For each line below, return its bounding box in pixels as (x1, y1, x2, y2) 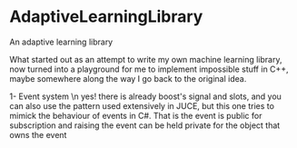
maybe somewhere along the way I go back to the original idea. (9, 73, 247, 84)
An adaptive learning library (9, 36, 114, 47)
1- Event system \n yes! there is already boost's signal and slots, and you (9, 91, 282, 102)
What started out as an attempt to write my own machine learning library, (9, 54, 282, 64)
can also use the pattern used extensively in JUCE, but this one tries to (9, 100, 275, 111)
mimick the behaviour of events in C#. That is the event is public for (9, 110, 262, 121)
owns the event (9, 129, 67, 140)
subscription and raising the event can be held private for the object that (9, 120, 281, 131)
